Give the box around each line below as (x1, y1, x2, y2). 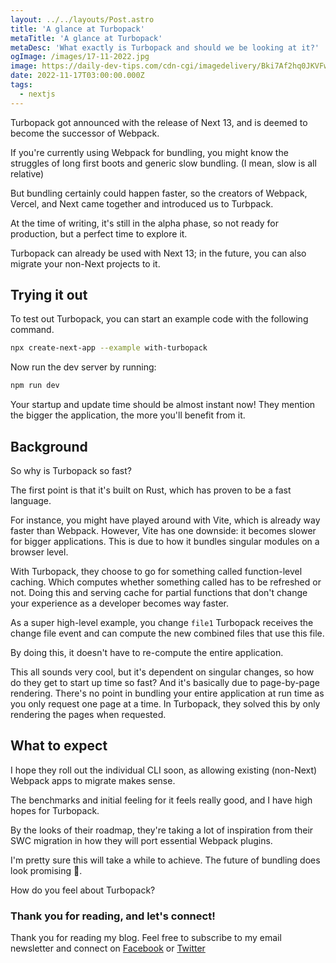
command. (10, 324, 55, 336)
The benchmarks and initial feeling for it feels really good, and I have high (10, 794, 313, 806)
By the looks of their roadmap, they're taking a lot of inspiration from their (10, 824, 314, 836)
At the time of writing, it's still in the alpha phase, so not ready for (10, 217, 280, 229)
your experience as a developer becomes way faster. (10, 597, 230, 609)
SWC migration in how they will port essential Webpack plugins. (10, 834, 273, 846)
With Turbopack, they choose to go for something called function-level (10, 566, 303, 577)
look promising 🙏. (10, 864, 83, 876)
